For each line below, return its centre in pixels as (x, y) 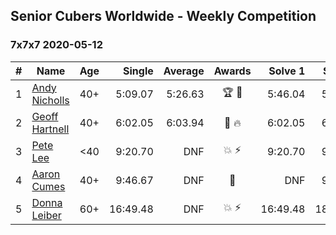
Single (138, 71)
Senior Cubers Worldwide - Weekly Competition (163, 16)
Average (184, 71)
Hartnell (50, 129)
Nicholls (50, 100)
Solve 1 (287, 71)
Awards (232, 71)
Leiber (46, 215)
